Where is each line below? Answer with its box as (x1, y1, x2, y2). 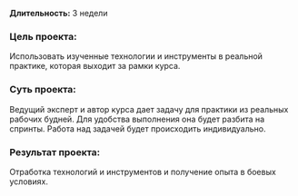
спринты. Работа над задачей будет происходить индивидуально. (9, 122, 266, 134)
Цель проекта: (9, 30, 77, 43)
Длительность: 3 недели (9, 8, 108, 18)
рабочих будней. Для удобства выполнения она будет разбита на (9, 113, 265, 124)
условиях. (9, 176, 48, 187)
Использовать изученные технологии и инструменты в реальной (9, 51, 263, 62)
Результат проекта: (9, 145, 101, 158)
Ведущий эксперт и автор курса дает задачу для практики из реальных (9, 103, 289, 114)
